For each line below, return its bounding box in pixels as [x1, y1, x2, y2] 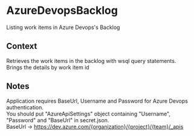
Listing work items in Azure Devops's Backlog [6, 24, 120, 31]
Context [6, 41, 37, 51]
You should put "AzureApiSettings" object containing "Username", [6, 110, 171, 117]
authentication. [6, 103, 44, 111]
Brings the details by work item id [6, 63, 89, 71]
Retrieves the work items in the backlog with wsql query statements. [6, 57, 176, 64]
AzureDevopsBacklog [6, 4, 118, 18]
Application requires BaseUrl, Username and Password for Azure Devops [6, 97, 189, 105]
